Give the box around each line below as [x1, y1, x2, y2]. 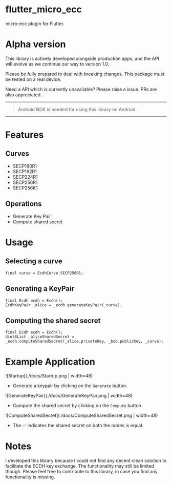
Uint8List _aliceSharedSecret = [5, 334, 74, 340]
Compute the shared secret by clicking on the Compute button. [12, 403, 143, 409]
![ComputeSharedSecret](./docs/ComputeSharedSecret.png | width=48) [5, 412, 158, 418]
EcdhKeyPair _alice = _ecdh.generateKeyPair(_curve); [5, 302, 123, 308]
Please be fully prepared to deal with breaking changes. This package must [5, 71, 165, 77]
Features [5, 129, 44, 141]
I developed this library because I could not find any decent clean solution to [5, 457, 167, 464]
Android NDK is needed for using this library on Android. [17, 106, 137, 112]
